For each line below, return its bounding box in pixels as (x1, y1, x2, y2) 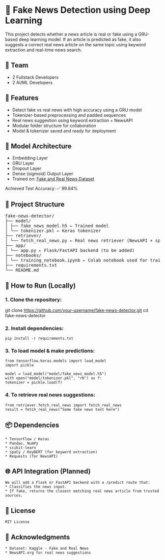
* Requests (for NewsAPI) (5, 454, 58, 459)
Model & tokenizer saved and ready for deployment (12, 128, 116, 133)
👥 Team (5, 61, 28, 69)
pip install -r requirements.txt (5, 336, 74, 341)
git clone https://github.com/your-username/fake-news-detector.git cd (5, 307, 148, 313)
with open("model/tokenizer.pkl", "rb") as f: (5, 376, 102, 381)
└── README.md (5, 267, 39, 273)
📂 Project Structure (5, 200, 65, 208)
